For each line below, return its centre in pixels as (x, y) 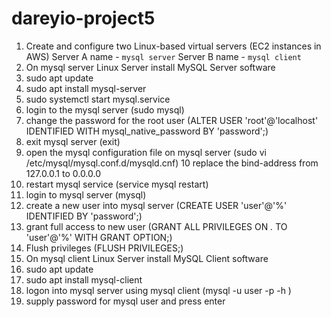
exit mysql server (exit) (73, 141)
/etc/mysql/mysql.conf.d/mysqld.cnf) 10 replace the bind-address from (172, 163)
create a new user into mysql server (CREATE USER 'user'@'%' (156, 205)
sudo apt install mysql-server (86, 88)
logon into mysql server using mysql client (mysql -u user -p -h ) (158, 290)
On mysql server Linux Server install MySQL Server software (150, 67)
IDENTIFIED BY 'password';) (84, 216)
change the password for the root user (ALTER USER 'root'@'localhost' (172, 120)
